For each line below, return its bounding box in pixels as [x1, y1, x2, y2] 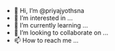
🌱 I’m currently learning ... [13, 21, 89, 29]
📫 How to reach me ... [13, 37, 79, 44]
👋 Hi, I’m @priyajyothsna [13, 7, 85, 14]
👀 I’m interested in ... [13, 14, 73, 22]
